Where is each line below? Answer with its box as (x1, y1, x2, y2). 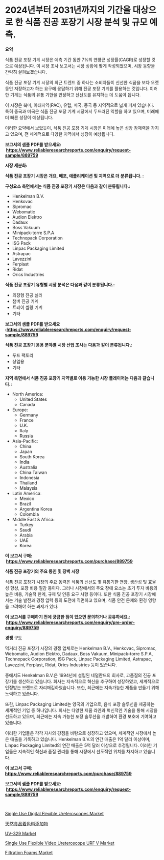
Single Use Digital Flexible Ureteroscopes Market (5, 810, 104, 816)
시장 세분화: (5, 162, 28, 168)
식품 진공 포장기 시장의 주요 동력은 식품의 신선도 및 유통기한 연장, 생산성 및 (5, 579, 147, 585)
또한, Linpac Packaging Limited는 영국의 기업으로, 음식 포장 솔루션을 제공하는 (5, 701, 155, 707)
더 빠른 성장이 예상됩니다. (5, 114, 54, 120)
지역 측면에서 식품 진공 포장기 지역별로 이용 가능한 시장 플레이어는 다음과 (5, 375, 142, 381)
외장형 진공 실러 (12, 292, 43, 298)
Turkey (19, 522, 34, 528)
